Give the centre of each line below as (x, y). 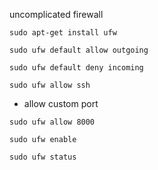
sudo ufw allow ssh (50, 85)
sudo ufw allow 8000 (52, 122)
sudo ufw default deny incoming (76, 68)
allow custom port (61, 103)
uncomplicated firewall (56, 14)
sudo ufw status (43, 157)
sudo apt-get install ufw (63, 33)
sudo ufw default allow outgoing (79, 50)
